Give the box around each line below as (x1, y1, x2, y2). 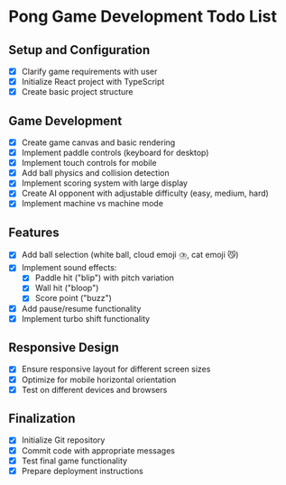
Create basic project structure (21, 87, 134, 97)
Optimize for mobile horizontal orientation (21, 374, 177, 385)
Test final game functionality (21, 455, 128, 466)
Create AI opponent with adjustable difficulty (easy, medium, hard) (21, 188, 270, 199)
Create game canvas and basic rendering (21, 137, 176, 148)
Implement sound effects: (21, 262, 117, 273)
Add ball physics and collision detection (21, 168, 170, 178)
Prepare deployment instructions (21, 465, 143, 476)
